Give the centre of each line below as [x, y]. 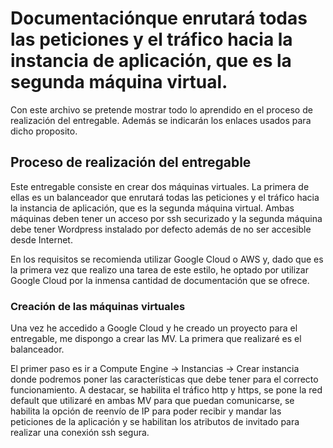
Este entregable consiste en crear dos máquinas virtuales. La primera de [160, 186]
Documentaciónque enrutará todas [159, 18]
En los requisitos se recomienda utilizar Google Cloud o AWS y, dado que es [167, 259]
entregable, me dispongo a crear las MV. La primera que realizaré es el [156, 339]
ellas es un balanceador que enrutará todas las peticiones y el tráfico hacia [165, 197]
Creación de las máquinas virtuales [98, 306]
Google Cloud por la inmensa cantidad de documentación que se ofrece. [160, 280]
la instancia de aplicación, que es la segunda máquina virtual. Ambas [152, 208]
